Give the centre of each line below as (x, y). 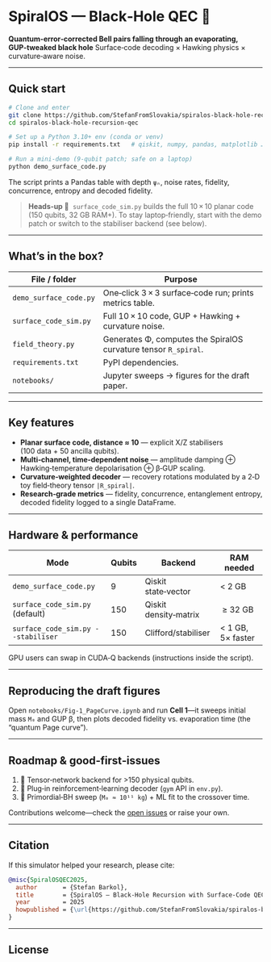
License (29, 950)
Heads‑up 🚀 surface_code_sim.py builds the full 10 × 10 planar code (141, 206)
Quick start (37, 89)
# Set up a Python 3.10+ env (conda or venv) (86, 137)
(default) (29, 614)
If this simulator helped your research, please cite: (92, 865)
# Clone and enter (39, 107)
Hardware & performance (73, 535)
